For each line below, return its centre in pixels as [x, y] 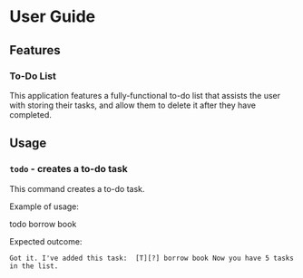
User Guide [53, 17]
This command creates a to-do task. [77, 188]
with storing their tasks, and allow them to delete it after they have [133, 105]
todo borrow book [43, 224]
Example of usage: [44, 206]
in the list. [34, 266]
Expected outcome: [46, 241]
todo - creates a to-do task [69, 169]
